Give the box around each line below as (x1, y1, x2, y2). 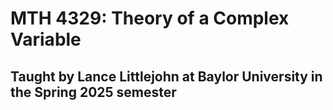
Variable (10, 28, 82, 51)
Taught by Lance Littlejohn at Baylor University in (10, 68, 323, 85)
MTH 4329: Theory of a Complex (10, 7, 290, 30)
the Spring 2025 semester (10, 83, 177, 101)
